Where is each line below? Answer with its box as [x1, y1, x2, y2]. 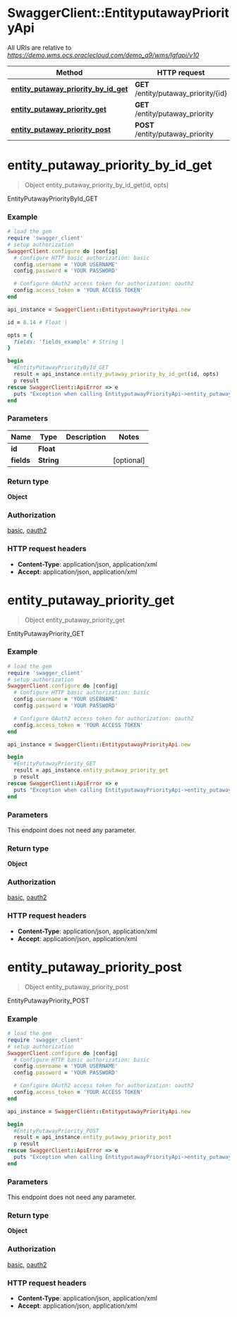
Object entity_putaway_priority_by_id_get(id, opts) [24, 180, 169, 189]
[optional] [112, 455, 146, 465]
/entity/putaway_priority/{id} [135, 88, 228, 98]
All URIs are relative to [7, 43, 72, 52]
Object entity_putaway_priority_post [24, 982, 129, 991]
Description [66, 432, 107, 442]
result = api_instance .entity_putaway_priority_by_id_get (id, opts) [13, 371, 219, 378]
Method [56, 67, 83, 77]
